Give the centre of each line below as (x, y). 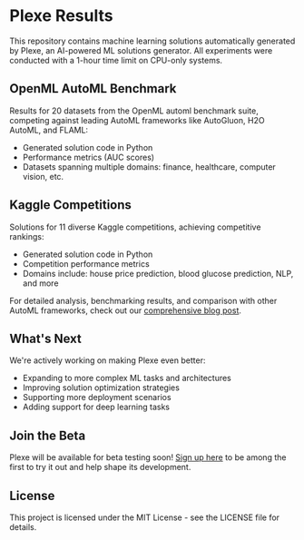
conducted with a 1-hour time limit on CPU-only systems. (116, 60)
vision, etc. (43, 176)
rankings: (27, 236)
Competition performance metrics (86, 263)
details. (23, 527)
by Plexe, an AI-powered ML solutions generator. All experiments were (141, 50)
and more (40, 283)
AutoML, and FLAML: (49, 130)
